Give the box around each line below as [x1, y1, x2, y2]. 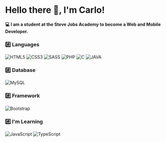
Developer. [5, 28, 28, 34]
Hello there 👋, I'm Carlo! [5, 4, 105, 16]
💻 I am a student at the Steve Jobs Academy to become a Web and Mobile [5, 21, 161, 27]
